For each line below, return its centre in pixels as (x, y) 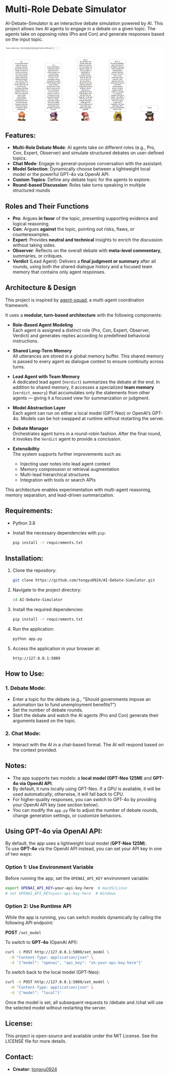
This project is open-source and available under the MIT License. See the (81, 1036)
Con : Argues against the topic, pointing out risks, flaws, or (73, 229)
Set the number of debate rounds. (48, 710)
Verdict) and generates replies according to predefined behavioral (81, 335)
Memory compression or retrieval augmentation (70, 469)
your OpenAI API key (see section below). (56, 805)
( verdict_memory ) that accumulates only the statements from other (81, 392)
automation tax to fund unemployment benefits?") (64, 704)
